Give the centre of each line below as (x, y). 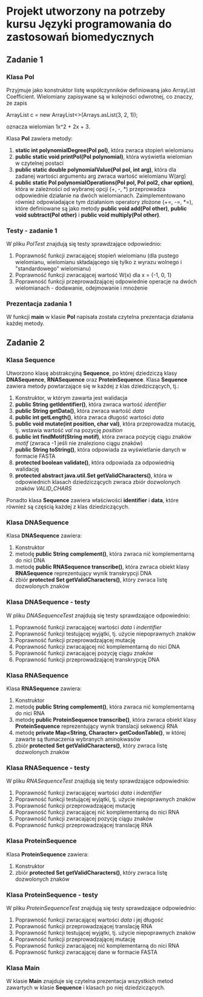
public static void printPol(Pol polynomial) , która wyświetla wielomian (104, 156)
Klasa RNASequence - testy (48, 768)
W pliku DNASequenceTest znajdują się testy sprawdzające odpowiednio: (98, 615)
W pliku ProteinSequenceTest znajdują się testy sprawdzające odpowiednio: (101, 908)
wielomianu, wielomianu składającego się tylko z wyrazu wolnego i (98, 262)
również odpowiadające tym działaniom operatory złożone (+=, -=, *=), (104, 201)
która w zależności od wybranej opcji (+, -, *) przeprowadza (90, 189)
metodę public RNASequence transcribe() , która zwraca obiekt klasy (102, 567)
